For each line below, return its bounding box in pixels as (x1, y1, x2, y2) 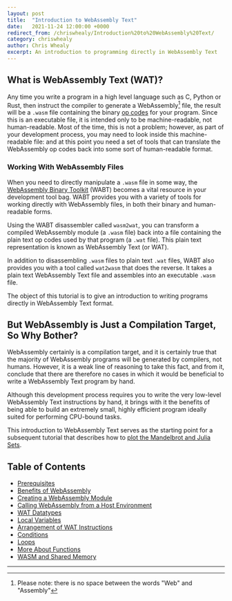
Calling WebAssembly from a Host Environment (17, 502, 152, 510)
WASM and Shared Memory (17, 553, 97, 561)
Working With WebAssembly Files (7, 162, 124, 172)
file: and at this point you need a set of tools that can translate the (33, 137, 221, 146)
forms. (33, 207, 53, 216)
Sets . (7, 441, 22, 449)
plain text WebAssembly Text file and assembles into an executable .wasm (7, 271, 216, 279)
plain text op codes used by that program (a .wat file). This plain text (7, 236, 202, 244)
